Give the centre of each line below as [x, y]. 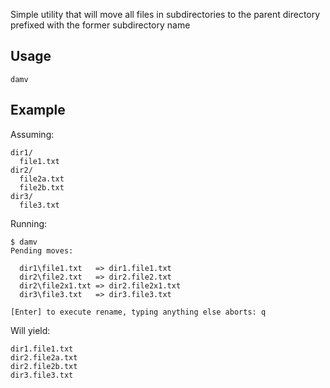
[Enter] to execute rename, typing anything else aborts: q [138, 312]
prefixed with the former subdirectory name [100, 25]
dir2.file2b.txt [44, 366]
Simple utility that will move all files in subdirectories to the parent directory [165, 14]
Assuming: [32, 134]
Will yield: [30, 330]
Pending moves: [42, 250]
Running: [29, 223]
